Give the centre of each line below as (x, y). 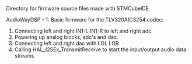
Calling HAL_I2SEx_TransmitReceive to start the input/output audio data (100, 49)
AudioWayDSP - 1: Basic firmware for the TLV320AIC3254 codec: (85, 19)
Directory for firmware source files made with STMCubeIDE (78, 8)
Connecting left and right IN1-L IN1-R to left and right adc (83, 31)
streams (24, 56)
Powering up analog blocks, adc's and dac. (66, 37)
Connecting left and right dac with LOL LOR (67, 43)
